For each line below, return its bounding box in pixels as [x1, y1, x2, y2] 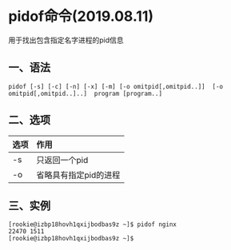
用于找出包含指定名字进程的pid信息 [8, 35, 124, 45]
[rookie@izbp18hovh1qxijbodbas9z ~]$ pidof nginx [8, 220, 177, 228]
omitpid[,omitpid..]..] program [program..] [8, 89, 162, 97]
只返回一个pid [36, 154, 89, 165]
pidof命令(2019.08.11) [8, 7, 154, 26]
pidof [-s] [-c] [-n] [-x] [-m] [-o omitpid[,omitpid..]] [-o [8, 82, 224, 90]
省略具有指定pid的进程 [36, 169, 121, 181]
